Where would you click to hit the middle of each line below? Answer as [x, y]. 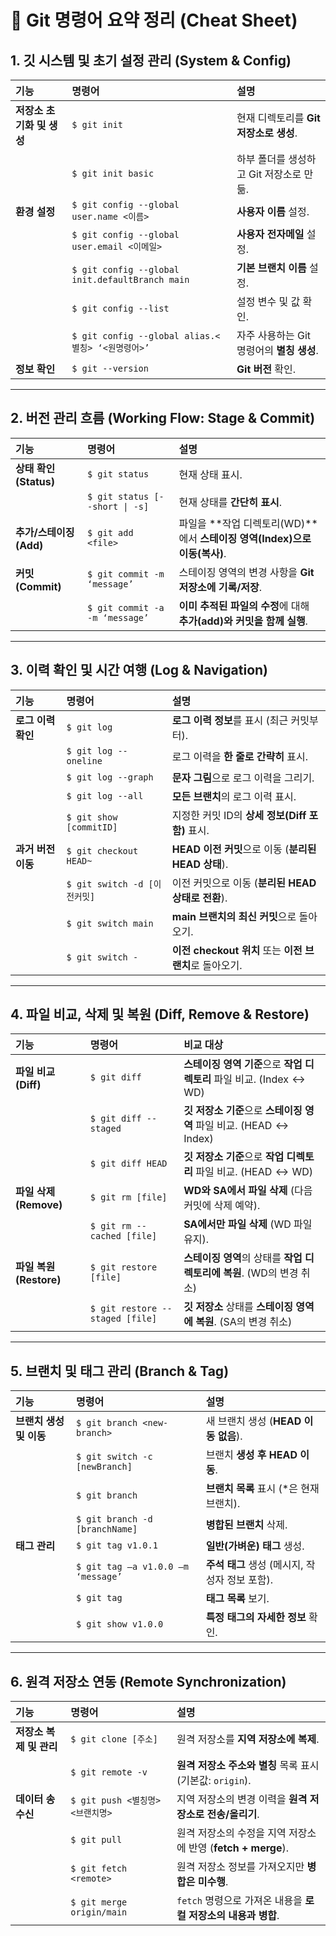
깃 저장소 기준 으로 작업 [234, 1157]
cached [105, 1236]
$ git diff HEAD [128, 1164]
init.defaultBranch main [130, 279]
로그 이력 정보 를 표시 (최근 [230, 720]
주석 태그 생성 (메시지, [254, 1565]
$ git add [110, 532]
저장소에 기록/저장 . [220, 587]
